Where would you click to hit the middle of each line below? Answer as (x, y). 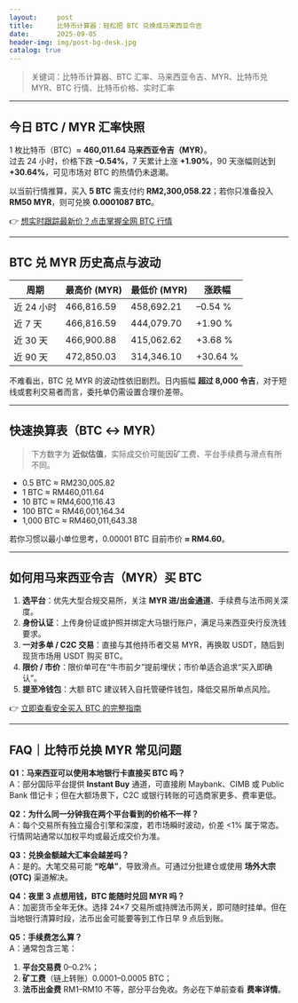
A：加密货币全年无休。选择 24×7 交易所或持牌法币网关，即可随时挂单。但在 (148, 907)
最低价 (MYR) (159, 289)
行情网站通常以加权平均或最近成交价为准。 (87, 836)
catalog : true (35, 51)
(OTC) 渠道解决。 (41, 877)
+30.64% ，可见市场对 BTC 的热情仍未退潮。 (91, 172)
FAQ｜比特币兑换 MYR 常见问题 (95, 750)
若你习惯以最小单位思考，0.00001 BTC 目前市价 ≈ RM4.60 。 (120, 539)
